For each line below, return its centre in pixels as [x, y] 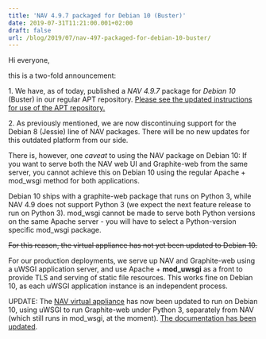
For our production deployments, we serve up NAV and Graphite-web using [132, 261]
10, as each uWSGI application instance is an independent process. [118, 286]
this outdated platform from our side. [68, 141]
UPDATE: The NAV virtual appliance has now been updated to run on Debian [133, 302]
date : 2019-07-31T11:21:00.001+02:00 [71, 23]
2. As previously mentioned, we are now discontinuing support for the [122, 123]
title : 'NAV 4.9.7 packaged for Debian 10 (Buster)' [97, 15]
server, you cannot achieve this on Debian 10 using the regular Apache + [127, 172]
